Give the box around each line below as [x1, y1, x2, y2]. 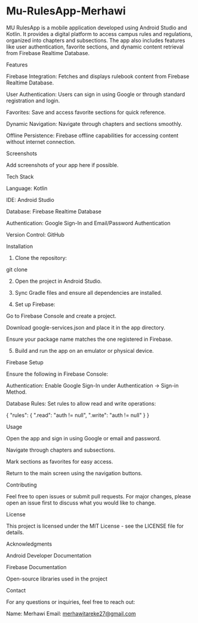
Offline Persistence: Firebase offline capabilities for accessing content [6, 132, 179, 139]
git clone [6, 265, 28, 273]
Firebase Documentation [6, 563, 67, 570]
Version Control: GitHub [6, 231, 64, 238]
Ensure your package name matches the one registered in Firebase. [6, 335, 173, 343]
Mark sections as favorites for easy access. [6, 458, 113, 465]
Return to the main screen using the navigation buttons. [6, 469, 143, 477]
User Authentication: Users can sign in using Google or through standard [6, 90, 185, 98]
